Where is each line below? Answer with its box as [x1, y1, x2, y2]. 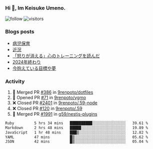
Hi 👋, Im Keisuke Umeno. [5, 4, 66, 11]
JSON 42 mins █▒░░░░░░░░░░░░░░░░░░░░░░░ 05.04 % [5, 139, 149, 144]
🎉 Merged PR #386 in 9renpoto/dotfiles [12, 89, 94, 95]
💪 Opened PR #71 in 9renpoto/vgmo [12, 94, 86, 100]
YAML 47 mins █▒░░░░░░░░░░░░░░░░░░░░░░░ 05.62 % [5, 135, 149, 140]
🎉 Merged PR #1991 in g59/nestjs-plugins [12, 111, 98, 117]
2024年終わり [12, 59, 41, 65]
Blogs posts [5, 28, 35, 35]
